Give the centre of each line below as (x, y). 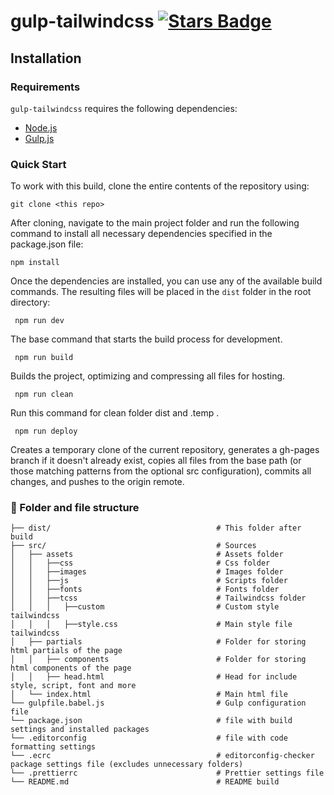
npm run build (44, 358)
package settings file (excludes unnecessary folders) (127, 765)
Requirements (45, 87)
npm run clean (44, 395)
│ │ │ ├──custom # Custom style (145, 607)
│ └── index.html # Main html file (149, 695)
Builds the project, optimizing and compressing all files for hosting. (148, 376)
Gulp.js (39, 138)
